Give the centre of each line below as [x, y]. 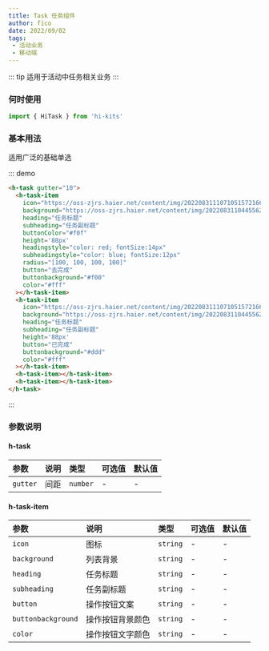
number [82, 484]
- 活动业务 [28, 46]
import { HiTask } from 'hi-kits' [66, 117]
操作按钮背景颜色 [118, 620]
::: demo [22, 174]
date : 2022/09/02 [37, 30]
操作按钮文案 [110, 605]
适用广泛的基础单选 [40, 158]
